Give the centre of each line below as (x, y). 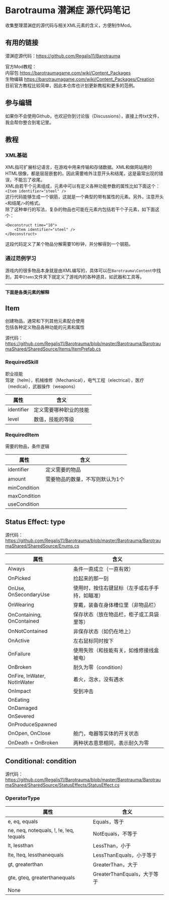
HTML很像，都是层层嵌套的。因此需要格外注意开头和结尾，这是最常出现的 (82, 173)
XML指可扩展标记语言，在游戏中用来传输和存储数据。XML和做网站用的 (79, 167)
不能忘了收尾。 (29, 180)
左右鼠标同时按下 (94, 641)
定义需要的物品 (63, 469)
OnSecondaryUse (29, 594)
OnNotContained (28, 631)
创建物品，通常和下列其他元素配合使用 (45, 321)
